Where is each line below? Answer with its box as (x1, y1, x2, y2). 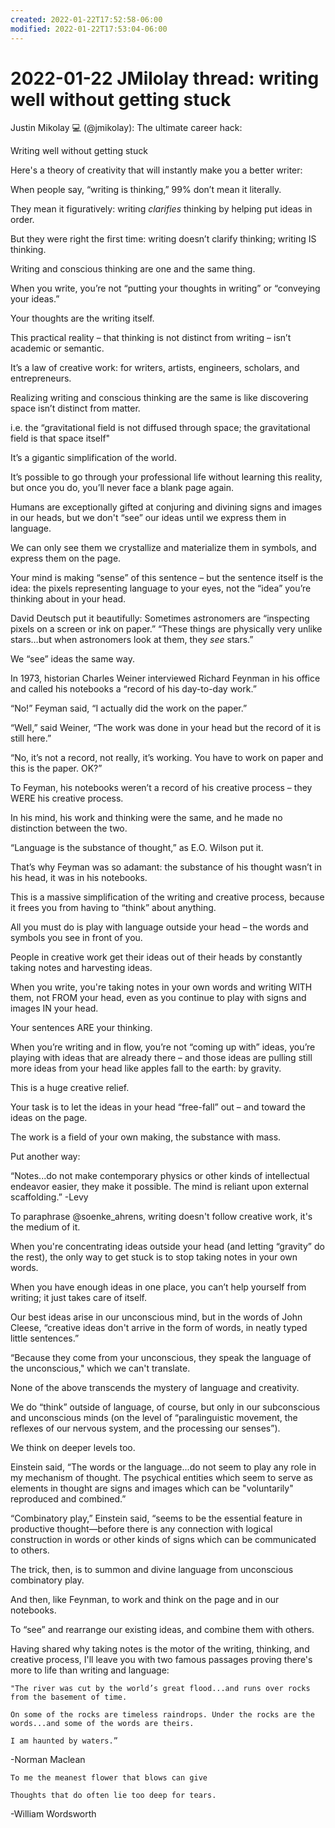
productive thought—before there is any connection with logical (10, 1523, 273, 1535)
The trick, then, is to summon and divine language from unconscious (10, 1564, 294, 1576)
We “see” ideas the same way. (10, 653, 135, 665)
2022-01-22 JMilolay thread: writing (10, 67, 320, 90)
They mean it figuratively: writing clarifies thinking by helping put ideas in (10, 203, 313, 215)
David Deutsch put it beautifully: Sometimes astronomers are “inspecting (10, 612, 310, 625)
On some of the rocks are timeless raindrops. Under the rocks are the (10, 1710, 315, 1720)
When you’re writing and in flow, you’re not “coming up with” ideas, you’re (10, 1041, 316, 1053)
